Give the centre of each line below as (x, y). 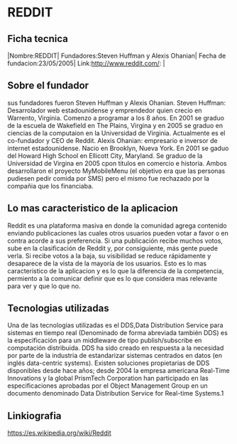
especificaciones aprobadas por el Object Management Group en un (108, 386)
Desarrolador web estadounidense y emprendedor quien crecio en (105, 110)
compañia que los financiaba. (50, 186)
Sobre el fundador (48, 86)
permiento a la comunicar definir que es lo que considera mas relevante (112, 278)
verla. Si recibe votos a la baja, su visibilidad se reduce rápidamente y (109, 255)
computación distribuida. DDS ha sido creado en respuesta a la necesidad (116, 348)
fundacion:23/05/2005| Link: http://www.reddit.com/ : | (86, 63)
